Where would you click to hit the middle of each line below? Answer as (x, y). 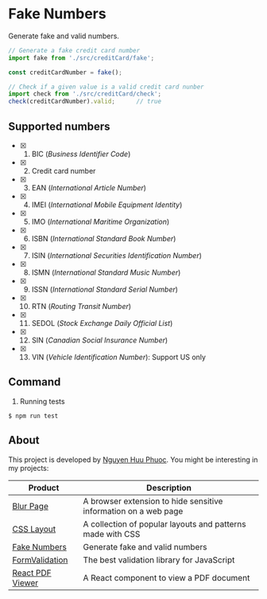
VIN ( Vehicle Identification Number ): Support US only (119, 357)
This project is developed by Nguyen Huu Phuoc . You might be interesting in (133, 460)
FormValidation (40, 560)
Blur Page (31, 506)
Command (35, 382)
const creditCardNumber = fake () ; (66, 72)
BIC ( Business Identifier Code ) (81, 154)
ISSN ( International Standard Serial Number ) (105, 289)
